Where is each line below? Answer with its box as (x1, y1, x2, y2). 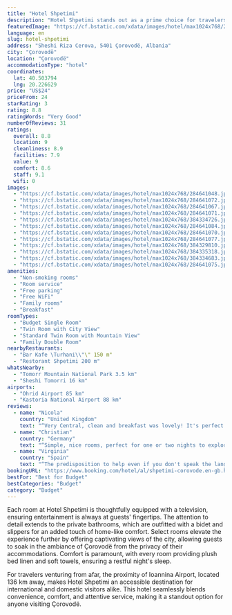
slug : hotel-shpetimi (7, 36, 70, 43)
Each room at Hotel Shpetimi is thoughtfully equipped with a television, (7, 506, 209, 514)
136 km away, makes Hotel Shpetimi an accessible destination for (7, 578, 193, 586)
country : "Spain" (19, 454, 70, 461)
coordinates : (7, 68, 45, 75)
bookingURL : (7, 467, 41, 474)
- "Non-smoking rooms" (13, 274, 79, 281)
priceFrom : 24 (7, 94, 48, 101)
